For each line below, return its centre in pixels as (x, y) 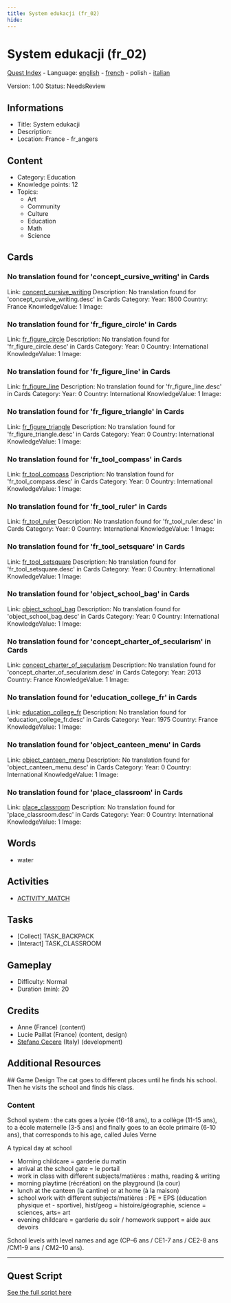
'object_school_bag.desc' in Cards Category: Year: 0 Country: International (113, 616)
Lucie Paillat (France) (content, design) (72, 1035)
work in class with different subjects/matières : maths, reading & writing (118, 1176)
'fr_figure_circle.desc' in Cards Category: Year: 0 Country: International (108, 347)
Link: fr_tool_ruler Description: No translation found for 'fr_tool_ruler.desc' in (114, 522)
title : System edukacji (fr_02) (53, 13)
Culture (38, 214)
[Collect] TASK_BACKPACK (55, 937)
